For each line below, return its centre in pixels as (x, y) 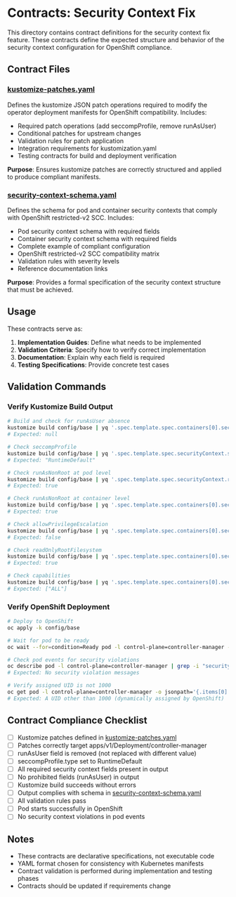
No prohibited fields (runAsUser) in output (78, 777)
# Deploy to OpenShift (40, 622)
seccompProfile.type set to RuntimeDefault (80, 761)
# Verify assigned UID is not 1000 (59, 686)
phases (28, 879)
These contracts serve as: (45, 329)
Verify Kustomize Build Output (60, 407)
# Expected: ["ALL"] (38, 589)
